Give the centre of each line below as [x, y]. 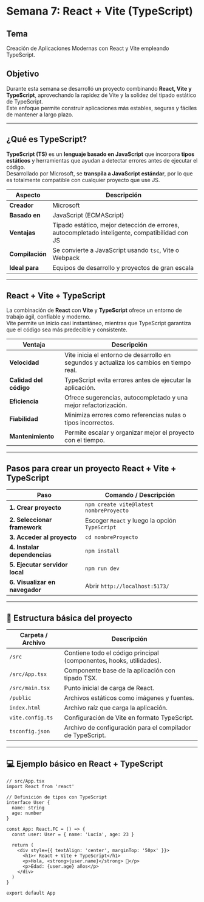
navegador [25, 590]
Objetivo [23, 74]
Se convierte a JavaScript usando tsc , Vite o [116, 250]
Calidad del [26, 380]
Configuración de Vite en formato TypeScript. [129, 718]
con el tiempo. [85, 440]
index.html [25, 708]
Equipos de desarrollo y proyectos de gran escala [123, 267]
